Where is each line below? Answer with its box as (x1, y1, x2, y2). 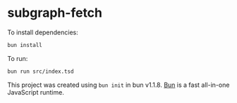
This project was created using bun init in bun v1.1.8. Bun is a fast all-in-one (7, 81, 230, 89)
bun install (7, 41, 42, 48)
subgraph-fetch (7, 5, 103, 21)
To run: (7, 54, 28, 62)
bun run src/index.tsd (7, 68, 74, 75)
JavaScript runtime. (7, 88, 65, 96)
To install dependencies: (7, 28, 79, 36)
